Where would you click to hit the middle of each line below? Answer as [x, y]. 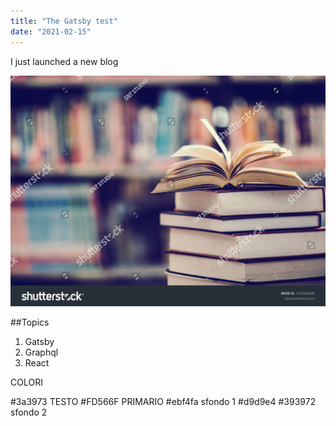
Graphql [41, 352]
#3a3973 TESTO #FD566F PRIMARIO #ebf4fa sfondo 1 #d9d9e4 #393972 [163, 402]
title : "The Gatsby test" [64, 21]
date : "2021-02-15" [51, 31]
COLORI [26, 382]
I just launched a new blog [64, 61]
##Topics [30, 322]
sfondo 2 [29, 412]
